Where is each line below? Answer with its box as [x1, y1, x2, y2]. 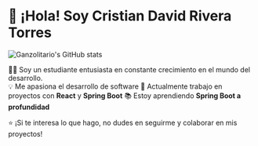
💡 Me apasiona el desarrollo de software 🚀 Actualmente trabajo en [8, 82, 223, 91]
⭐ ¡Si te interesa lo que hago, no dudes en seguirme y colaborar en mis [8, 118, 238, 127]
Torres [8, 24, 53, 42]
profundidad [8, 102, 50, 111]
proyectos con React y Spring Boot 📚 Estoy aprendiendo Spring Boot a [8, 90, 242, 100]
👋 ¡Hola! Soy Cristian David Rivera [8, 7, 232, 25]
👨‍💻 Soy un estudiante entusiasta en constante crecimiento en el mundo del [8, 64, 251, 74]
